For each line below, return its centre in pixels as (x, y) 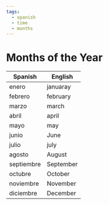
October (58, 174)
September (62, 164)
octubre (20, 174)
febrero (20, 97)
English (62, 77)
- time (20, 23)
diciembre (23, 193)
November (61, 184)
